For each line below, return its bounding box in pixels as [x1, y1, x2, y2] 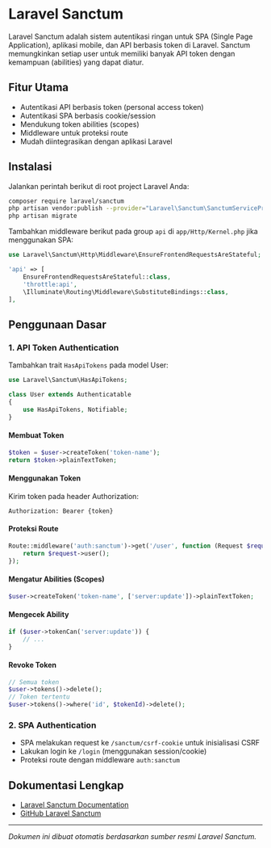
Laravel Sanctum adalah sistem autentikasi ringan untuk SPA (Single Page [8, 31, 253, 41]
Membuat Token [8, 430, 65, 440]
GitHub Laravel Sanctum [19, 808, 102, 818]
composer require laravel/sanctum [8, 197, 125, 205]
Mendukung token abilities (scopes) [19, 119, 140, 129]
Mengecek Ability [8, 610, 69, 619]
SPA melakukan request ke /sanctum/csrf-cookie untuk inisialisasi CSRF [19, 738, 261, 748]
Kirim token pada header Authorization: [8, 491, 140, 501]
